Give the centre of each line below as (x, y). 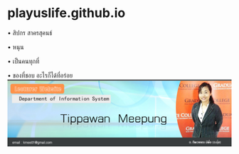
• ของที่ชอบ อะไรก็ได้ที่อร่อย (40, 75)
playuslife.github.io (67, 13)
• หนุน (16, 47)
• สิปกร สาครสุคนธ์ (30, 33)
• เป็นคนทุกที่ (23, 61)
